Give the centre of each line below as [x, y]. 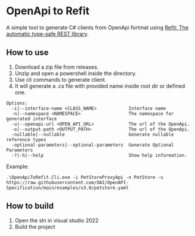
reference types [26, 139]
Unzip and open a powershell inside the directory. [76, 73]
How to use [27, 53]
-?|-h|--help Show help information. [99, 155]
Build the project [35, 226]
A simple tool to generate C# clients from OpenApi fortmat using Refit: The [97, 27]
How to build [30, 206]
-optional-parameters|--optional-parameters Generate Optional [93, 145]
